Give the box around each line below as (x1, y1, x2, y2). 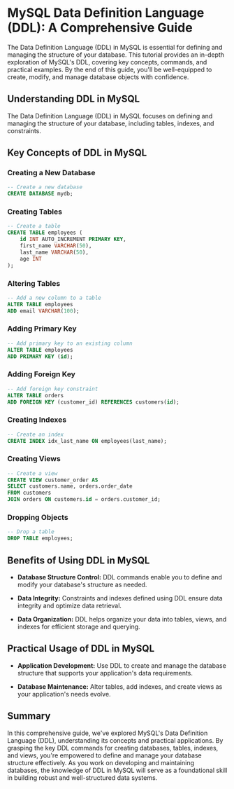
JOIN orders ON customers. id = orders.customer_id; (7, 496, 161, 503)
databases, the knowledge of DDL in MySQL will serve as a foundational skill (7, 766, 228, 774)
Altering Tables (7, 278, 61, 288)
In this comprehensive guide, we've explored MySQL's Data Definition (7, 729, 208, 737)
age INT (20, 255, 42, 262)
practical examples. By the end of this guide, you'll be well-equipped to (7, 65, 212, 74)
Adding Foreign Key (7, 369, 75, 379)
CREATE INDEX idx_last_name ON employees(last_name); (7, 437, 168, 444)
